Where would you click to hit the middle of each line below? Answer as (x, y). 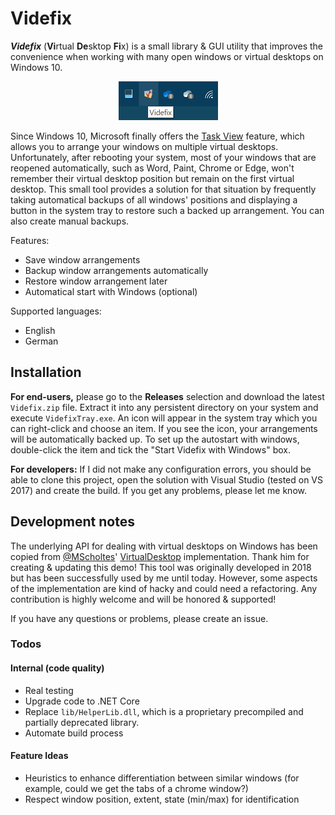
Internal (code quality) (57, 668)
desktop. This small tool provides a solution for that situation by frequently (163, 189)
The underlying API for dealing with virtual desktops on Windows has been (164, 546)
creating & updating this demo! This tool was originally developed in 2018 (161, 567)
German (41, 341)
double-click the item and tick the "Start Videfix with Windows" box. (150, 449)
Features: (30, 240)
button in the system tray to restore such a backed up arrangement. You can (167, 210)
